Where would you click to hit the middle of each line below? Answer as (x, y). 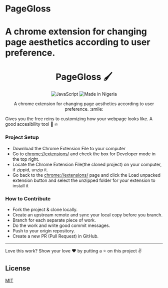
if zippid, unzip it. (30, 170)
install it (20, 185)
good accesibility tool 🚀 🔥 (32, 124)
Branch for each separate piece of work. (54, 220)
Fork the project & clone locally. (45, 209)
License (18, 268)
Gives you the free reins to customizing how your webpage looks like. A (79, 119)
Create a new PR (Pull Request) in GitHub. (55, 236)
